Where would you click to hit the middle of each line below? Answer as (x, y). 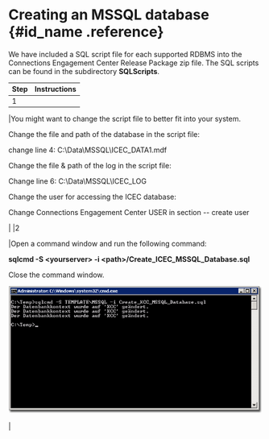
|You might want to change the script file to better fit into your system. (125, 119)
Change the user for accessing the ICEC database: (93, 197)
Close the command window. (56, 275)
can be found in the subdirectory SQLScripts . (84, 71)
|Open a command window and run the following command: (108, 244)
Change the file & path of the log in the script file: (90, 166)
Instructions (56, 89)
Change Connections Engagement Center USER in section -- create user (129, 213)
